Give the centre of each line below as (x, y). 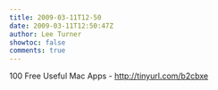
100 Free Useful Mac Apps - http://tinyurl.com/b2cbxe (109, 76)
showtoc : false (38, 42)
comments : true (38, 51)
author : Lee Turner (46, 34)
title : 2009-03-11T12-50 (55, 17)
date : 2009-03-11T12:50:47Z (62, 26)
